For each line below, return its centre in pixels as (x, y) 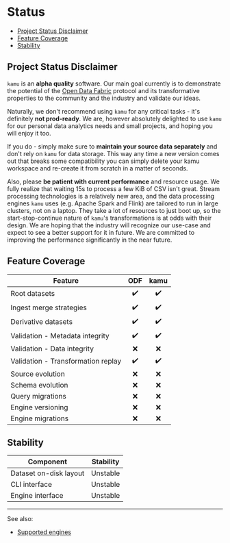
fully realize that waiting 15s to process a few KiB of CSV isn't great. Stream (114, 188)
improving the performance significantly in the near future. (90, 240)
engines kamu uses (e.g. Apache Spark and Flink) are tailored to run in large (113, 203)
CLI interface (31, 485)
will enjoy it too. (29, 133)
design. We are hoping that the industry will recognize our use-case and (109, 225)
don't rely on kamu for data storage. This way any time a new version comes (113, 153)
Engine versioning (39, 407)
